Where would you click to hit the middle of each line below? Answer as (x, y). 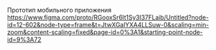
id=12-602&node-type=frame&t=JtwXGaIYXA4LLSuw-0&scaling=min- (108, 25)
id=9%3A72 (24, 40)
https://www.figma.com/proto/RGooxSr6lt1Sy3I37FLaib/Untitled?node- (108, 17)
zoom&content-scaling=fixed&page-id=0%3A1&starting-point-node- (105, 32)
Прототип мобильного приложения (60, 10)
